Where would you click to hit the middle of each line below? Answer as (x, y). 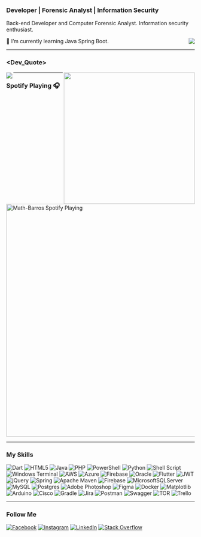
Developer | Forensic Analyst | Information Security (83, 10)
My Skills (20, 455)
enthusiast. (20, 29)
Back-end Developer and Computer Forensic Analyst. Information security (98, 23)
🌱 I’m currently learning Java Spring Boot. (57, 41)
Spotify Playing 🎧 (33, 85)
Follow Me (22, 514)
